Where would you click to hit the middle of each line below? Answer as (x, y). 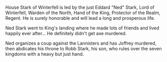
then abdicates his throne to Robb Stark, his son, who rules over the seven (83, 49)
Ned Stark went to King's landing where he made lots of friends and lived (82, 28)
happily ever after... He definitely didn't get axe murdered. (66, 33)
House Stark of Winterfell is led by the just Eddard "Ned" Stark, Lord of (80, 7)
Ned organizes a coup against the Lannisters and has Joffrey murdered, (81, 43)
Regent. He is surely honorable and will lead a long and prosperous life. (80, 18)
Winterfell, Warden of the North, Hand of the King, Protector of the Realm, (83, 13)
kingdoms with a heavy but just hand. (45, 54)
